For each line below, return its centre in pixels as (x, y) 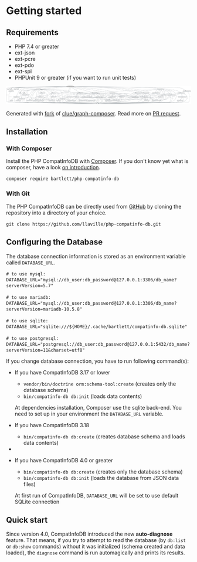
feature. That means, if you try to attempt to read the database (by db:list (96, 540)
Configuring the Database (55, 242)
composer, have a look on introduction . (53, 168)
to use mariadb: (31, 297)
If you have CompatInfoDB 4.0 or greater (64, 460)
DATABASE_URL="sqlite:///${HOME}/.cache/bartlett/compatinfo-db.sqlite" (97, 326)
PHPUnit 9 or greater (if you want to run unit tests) (75, 78)
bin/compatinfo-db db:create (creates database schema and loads (104, 436)
